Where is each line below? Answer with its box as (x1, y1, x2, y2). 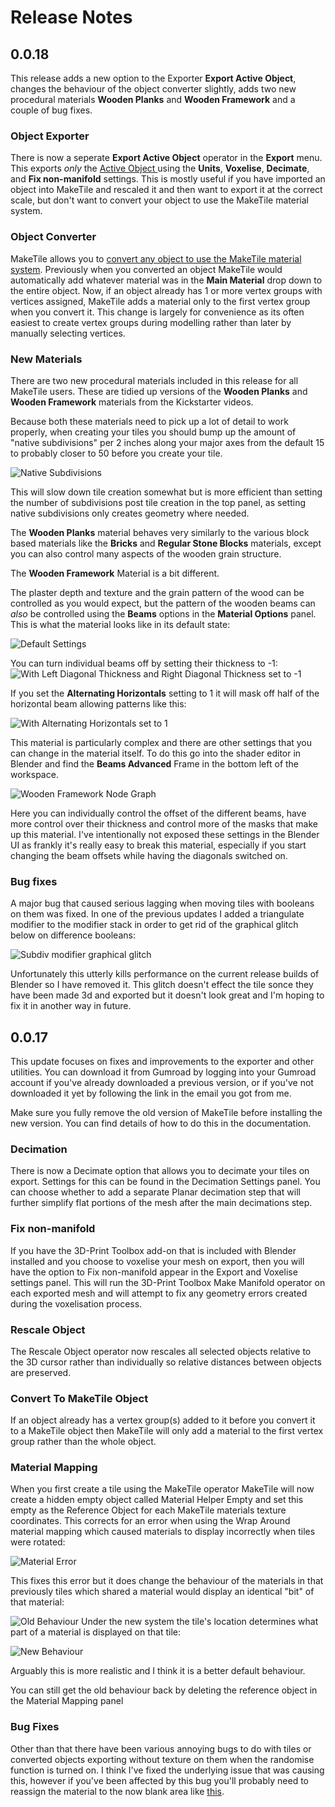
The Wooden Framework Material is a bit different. (10, 567, 220, 579)
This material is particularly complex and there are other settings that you (10, 736, 313, 748)
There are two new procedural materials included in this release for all (10, 374, 299, 386)
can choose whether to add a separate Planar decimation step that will (10, 1186, 301, 1198)
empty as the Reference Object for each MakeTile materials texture (10, 1504, 287, 1516)
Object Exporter (10, 129, 90, 143)
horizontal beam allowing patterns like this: (10, 697, 187, 710)
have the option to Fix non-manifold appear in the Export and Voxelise (10, 1266, 298, 1278)
